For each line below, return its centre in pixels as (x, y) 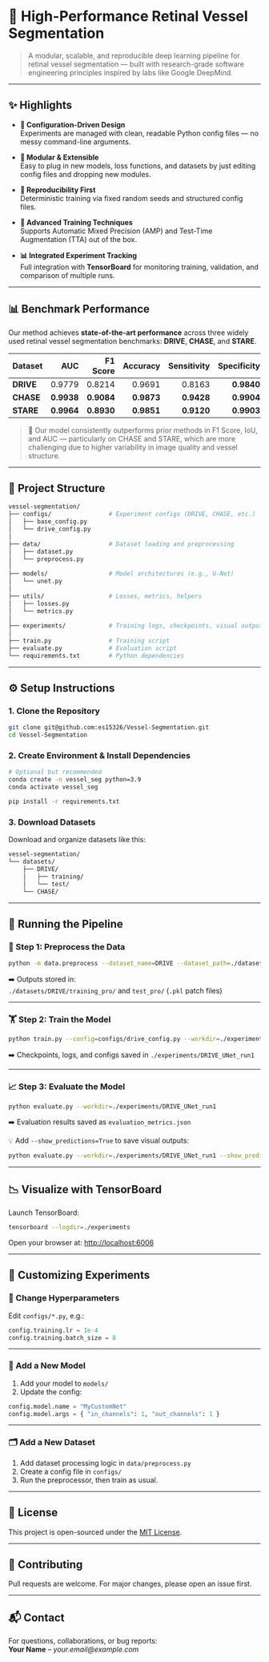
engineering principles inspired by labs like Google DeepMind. (130, 72)
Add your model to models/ (64, 1383)
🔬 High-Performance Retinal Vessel (128, 16)
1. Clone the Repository (54, 711)
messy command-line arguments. (75, 141)
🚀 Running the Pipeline (66, 924)
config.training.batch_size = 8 (62, 1337)
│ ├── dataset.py (41, 551)
